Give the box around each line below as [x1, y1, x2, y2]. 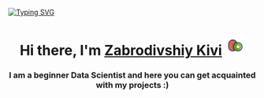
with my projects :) [95, 80, 169, 91]
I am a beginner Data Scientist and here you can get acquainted [9, 70, 256, 81]
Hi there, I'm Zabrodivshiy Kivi [19, 42, 222, 59]
